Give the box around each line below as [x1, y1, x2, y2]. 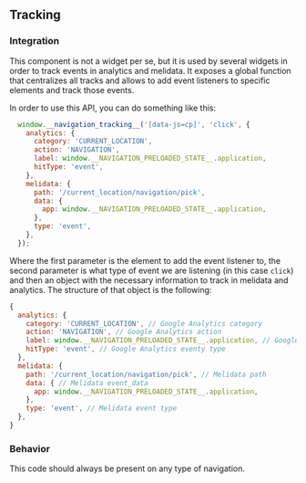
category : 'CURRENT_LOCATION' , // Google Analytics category [25, 319, 262, 328]
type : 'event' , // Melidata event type [25, 404, 178, 414]
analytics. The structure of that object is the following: [9, 284, 212, 295]
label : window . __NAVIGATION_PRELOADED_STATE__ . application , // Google [25, 336, 300, 345]
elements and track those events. [9, 84, 135, 95]
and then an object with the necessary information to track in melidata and [9, 274, 289, 286]
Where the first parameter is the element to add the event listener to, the [9, 255, 280, 266]
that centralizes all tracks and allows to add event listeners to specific [9, 75, 270, 86]
